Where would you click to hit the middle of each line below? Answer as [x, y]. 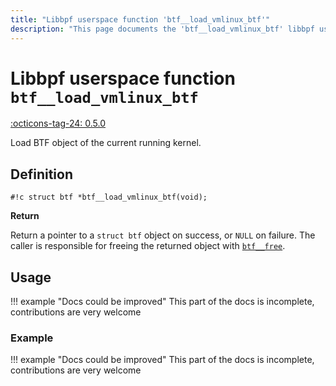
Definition [41, 174]
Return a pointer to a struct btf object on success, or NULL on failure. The [163, 235]
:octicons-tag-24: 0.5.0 [58, 123]
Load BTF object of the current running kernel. [106, 143]
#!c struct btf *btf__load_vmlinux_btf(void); [109, 197]
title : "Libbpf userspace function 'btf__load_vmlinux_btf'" [140, 19]
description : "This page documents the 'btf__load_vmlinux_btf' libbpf [162, 29]
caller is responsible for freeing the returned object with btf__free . [148, 246]
